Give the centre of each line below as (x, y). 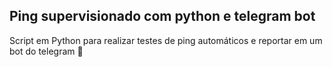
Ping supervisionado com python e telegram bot (162, 16)
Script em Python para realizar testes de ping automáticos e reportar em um (166, 40)
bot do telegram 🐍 (46, 51)
